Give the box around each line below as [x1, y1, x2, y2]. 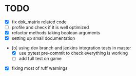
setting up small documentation [11, 35, 75, 41]
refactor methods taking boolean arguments [11, 30, 100, 36]
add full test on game [19, 56, 62, 61]
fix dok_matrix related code [11, 19, 67, 25]
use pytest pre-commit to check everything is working [19, 50, 128, 56]
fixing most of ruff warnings [11, 65, 68, 71]
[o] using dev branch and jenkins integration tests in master [11, 45, 131, 51]
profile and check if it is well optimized [11, 25, 89, 30]
